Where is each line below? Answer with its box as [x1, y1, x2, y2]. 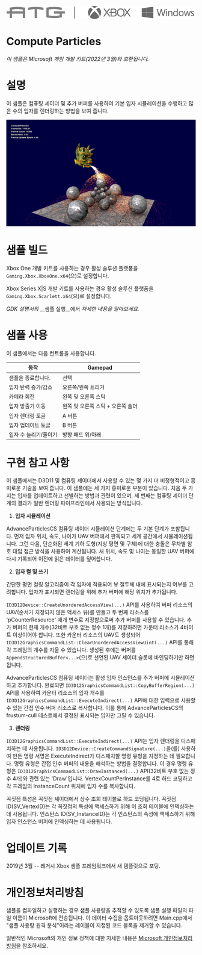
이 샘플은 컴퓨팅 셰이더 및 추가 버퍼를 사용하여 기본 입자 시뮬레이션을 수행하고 [6, 99, 188, 107]
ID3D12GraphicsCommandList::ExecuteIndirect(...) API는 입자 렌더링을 [6, 738, 180, 745]
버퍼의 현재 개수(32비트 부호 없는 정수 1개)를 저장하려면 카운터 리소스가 [12, 624, 179, 631]
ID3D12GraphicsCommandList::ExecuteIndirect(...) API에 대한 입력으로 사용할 [6, 697, 196, 704]
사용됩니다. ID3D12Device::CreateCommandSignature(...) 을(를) [28, 745, 180, 752]
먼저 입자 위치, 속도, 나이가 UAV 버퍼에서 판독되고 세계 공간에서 [14, 533, 162, 540]
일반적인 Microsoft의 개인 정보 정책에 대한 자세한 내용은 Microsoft [6, 935, 162, 942]
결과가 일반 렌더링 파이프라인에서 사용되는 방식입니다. [17, 500, 143, 507]
